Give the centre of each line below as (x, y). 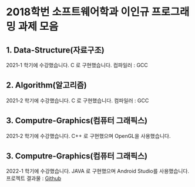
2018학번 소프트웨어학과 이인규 (78, 12)
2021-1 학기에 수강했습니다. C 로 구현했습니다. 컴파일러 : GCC (77, 65)
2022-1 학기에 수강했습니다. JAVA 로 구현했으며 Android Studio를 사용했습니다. (98, 171)
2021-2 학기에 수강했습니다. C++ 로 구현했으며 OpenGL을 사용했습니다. (88, 136)
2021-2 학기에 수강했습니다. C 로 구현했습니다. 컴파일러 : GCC (78, 101)
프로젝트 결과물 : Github (34, 178)
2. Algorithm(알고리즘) (46, 85)
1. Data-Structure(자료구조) (55, 50)
